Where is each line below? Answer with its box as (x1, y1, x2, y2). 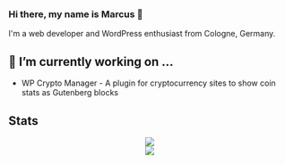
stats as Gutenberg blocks (21, 87, 118, 98)
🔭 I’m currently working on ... (8, 53, 174, 70)
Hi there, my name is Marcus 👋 (8, 8, 143, 20)
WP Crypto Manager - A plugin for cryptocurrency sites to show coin (21, 78, 277, 88)
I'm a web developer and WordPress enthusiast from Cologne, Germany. (8, 29, 276, 39)
